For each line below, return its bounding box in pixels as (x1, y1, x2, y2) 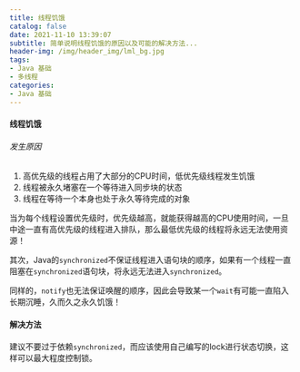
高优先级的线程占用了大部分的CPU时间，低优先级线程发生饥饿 (22, 171, 255, 181)
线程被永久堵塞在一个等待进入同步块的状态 (22, 182, 183, 193)
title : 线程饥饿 (9, 13, 65, 23)
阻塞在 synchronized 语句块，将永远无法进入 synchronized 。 (9, 266, 227, 277)
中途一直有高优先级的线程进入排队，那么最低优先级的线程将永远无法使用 (9, 224, 280, 235)
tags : (9, 55, 30, 64)
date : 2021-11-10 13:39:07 (9, 30, 112, 39)
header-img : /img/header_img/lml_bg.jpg (9, 47, 165, 56)
